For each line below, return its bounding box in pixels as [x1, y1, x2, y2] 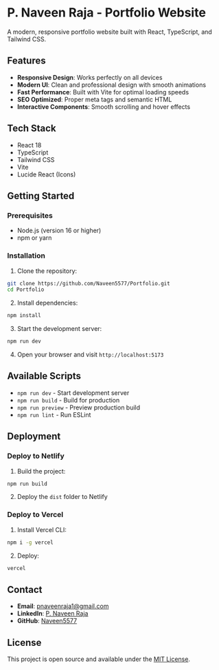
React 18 [16, 141, 42, 149]
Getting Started [7, 190, 75, 201]
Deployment [7, 431, 61, 443]
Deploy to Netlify [7, 451, 65, 461]
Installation [7, 251, 46, 261]
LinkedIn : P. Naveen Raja [16, 609, 89, 618]
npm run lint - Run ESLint [16, 410, 91, 418]
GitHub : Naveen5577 [16, 617, 78, 625]
